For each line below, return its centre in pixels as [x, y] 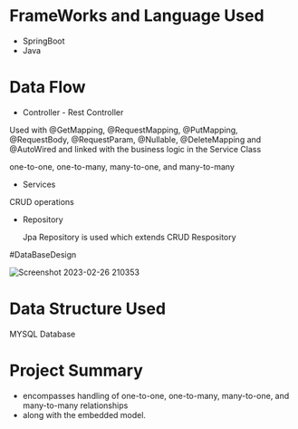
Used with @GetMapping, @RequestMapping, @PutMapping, [124, 130]
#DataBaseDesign [43, 254]
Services [39, 184]
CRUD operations [42, 201]
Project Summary [76, 370]
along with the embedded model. [84, 414]
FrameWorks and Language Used [137, 16]
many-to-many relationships [75, 405]
